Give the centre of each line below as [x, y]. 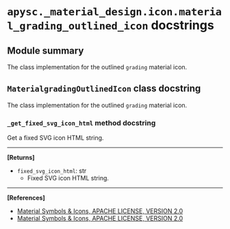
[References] [26, 198]
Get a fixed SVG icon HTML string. [55, 138]
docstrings [182, 25]
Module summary [46, 50]
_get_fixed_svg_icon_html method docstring [81, 123]
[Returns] [21, 158]
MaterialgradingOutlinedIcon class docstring [104, 89]
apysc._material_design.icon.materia [115, 12]
